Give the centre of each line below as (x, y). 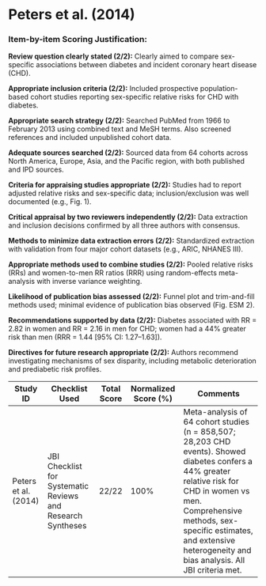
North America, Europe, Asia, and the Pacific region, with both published (127, 161)
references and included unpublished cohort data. (90, 138)
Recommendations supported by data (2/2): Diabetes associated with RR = (133, 320)
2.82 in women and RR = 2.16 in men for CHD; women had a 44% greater (127, 329)
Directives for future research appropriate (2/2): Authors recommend (123, 353)
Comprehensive (213, 511)
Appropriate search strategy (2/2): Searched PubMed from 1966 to (119, 121)
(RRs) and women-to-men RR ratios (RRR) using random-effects (113, 273)
